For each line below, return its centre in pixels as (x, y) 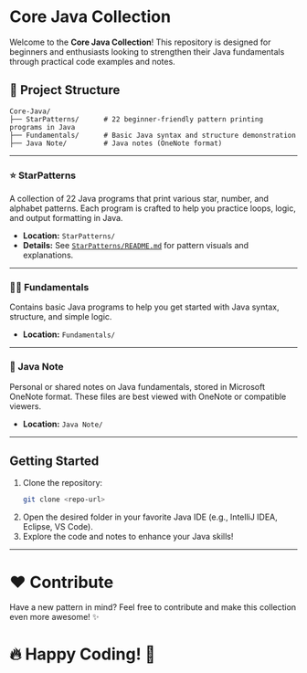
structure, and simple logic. (61, 317)
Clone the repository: (63, 483)
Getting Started (54, 462)
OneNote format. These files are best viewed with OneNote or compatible (148, 396)
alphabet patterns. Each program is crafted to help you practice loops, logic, (153, 208)
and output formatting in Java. (66, 218)
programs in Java (42, 127)
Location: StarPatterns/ (69, 236)
